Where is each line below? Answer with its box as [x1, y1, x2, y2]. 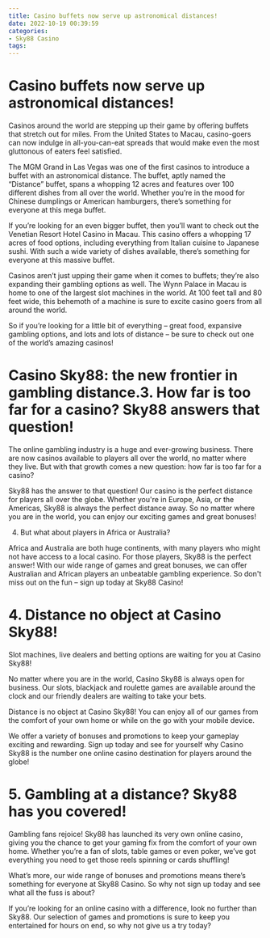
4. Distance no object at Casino [8, 606, 222, 624]
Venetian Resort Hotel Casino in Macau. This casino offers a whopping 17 [8, 230, 251, 239]
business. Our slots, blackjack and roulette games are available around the [8, 682, 255, 692]
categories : [8, 27, 48, 35]
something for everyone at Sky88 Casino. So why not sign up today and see [8, 879, 261, 889]
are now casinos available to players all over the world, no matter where [8, 454, 247, 463]
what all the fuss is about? [8, 887, 95, 898]
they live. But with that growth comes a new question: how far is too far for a [8, 462, 262, 471]
